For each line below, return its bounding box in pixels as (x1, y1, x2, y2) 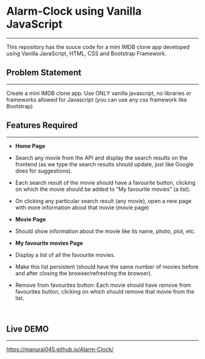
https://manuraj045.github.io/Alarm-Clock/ (6, 346, 114, 353)
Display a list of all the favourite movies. (15, 251, 116, 258)
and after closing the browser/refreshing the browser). (15, 269, 153, 276)
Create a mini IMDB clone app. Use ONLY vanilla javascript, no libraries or (6, 89, 192, 97)
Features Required (6, 120, 78, 131)
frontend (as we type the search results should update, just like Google (15, 160, 194, 168)
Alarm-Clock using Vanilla (6, 4, 142, 18)
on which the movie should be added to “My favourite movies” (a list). (15, 185, 191, 193)
